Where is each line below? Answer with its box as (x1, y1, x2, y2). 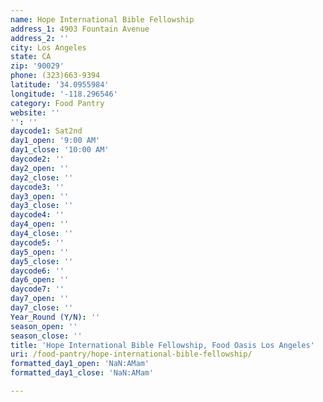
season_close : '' (10, 331, 83, 341)
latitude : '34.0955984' (10, 80, 110, 90)
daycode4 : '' (10, 210, 65, 220)
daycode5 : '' (10, 237, 65, 248)
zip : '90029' (10, 61, 65, 71)
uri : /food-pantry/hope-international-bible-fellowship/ (10, 349, 253, 360)
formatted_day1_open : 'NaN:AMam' (10, 359, 150, 369)
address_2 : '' (10, 33, 70, 43)
